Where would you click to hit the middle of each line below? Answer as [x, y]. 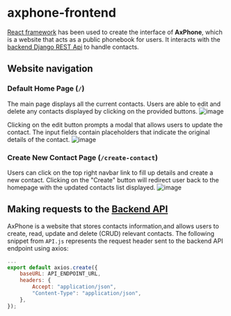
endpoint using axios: [38, 248]
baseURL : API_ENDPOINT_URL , [60, 274]
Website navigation [50, 69]
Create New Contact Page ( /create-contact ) [83, 157]
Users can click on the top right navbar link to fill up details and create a [110, 173]
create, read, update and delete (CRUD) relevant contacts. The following [111, 233]
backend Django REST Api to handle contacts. [73, 47]
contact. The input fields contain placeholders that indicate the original [109, 132]
